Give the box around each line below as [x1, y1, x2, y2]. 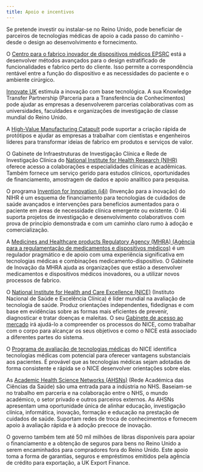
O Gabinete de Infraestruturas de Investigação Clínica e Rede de [6, 150, 167, 157]
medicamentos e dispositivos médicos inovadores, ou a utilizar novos [6, 270, 180, 277]
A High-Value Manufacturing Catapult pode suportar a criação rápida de [6, 125, 187, 132]
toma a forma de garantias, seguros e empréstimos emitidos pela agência [6, 453, 190, 460]
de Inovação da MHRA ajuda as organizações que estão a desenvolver [6, 263, 183, 271]
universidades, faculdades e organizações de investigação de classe [6, 107, 179, 114]
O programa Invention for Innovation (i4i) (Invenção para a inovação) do [6, 187, 186, 195]
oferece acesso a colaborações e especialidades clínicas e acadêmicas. [6, 163, 187, 170]
